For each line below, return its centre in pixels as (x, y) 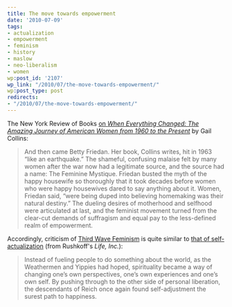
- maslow (20, 59)
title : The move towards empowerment (62, 14)
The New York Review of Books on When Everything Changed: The (103, 123)
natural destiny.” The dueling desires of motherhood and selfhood (118, 203)
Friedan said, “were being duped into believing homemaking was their (124, 195)
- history (21, 53)
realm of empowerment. (59, 225)
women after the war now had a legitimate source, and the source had (124, 166)
